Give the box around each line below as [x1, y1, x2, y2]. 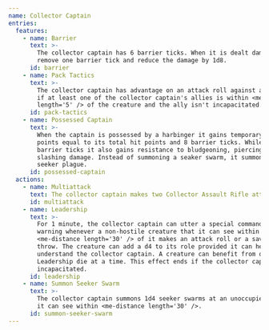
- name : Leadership [22, 205, 88, 213]
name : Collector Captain [8, 11, 91, 20]
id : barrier [29, 64, 70, 72]
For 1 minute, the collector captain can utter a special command [37, 220, 263, 228]
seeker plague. [37, 161, 88, 169]
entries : [8, 19, 38, 27]
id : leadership [29, 272, 81, 280]
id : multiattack [29, 198, 84, 206]
